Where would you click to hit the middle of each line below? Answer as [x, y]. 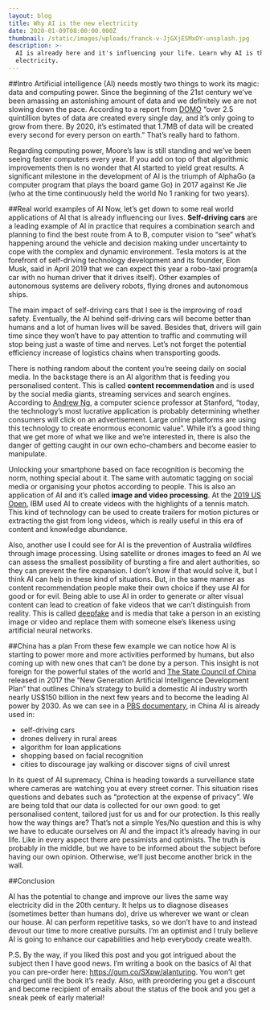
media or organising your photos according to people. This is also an [122, 486]
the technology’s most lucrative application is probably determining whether [134, 410]
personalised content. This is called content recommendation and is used [131, 385]
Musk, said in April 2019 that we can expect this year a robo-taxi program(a [133, 268]
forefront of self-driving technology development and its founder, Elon [125, 260]
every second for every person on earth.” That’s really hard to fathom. [124, 134]
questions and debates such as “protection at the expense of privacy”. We [131, 797]
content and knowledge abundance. [68, 529]
